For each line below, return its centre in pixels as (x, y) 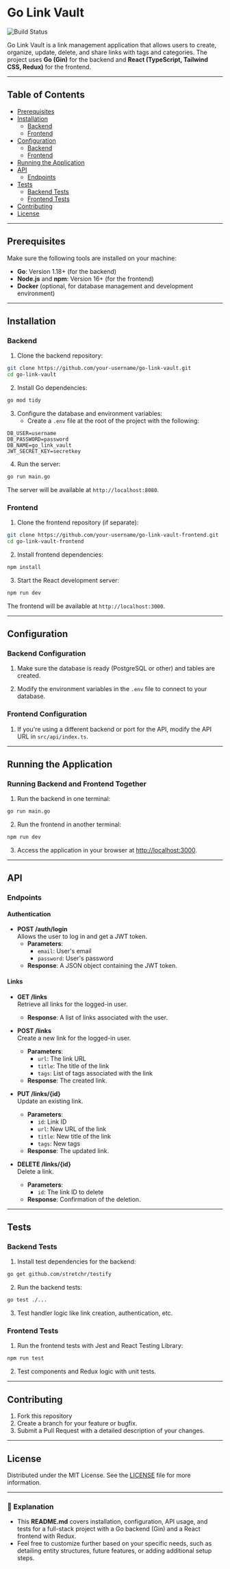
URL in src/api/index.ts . (53, 736)
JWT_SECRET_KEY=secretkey (44, 451)
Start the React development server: (68, 580)
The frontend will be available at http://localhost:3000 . (86, 606)
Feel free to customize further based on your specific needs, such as (114, 1544)
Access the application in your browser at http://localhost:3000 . (107, 850)
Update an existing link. (50, 1101)
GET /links (32, 997)
